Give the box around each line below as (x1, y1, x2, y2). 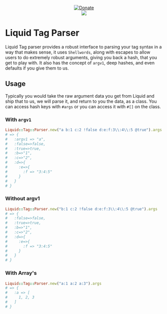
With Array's (5, 269, 37, 276)
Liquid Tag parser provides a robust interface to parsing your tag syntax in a (5, 44, 162, 50)
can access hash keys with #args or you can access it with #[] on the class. (5, 103, 161, 110)
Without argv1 (5, 195, 40, 202)
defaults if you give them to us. (5, 65, 69, 71)
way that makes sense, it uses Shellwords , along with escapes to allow (5, 49, 150, 55)
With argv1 (5, 116, 31, 123)
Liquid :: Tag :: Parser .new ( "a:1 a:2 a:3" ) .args (5, 281, 101, 286)
